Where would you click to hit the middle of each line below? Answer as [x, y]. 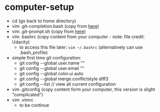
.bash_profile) [33, 52]
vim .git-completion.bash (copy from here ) [55, 26]
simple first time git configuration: [47, 57]
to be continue [34, 105]
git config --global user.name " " [52, 63]
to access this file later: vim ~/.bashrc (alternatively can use [81, 47]
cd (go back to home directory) [44, 21]
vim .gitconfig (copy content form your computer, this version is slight [83, 89]
